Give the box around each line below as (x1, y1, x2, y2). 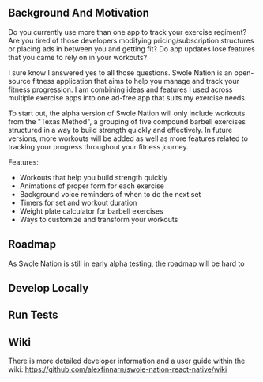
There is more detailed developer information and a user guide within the (8, 356, 246, 366)
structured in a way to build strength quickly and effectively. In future (8, 125, 233, 134)
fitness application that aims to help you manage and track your (32, 76, 239, 85)
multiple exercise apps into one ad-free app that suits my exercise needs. (8, 93, 247, 102)
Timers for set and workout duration (19, 198, 137, 207)
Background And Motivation (8, 6, 150, 20)
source (8, 76, 32, 85)
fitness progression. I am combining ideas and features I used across (8, 85, 233, 94)
